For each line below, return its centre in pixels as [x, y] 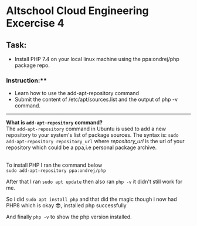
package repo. [32, 65]
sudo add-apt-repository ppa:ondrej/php [56, 171]
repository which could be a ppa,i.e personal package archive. [81, 147]
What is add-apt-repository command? [54, 123]
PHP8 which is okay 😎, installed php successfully [67, 205]
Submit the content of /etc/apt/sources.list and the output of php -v [96, 99]
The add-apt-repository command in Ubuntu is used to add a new [86, 129]
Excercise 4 [35, 23]
